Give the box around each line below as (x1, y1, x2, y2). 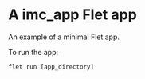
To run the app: (8, 47, 59, 57)
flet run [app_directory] (8, 62, 94, 71)
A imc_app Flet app (8, 6, 137, 24)
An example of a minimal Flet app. (8, 32, 120, 41)
